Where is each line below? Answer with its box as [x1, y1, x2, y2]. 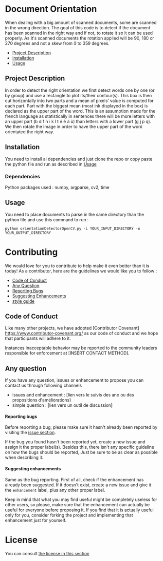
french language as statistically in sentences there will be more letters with [5, 113, 155, 119]
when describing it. [5, 455, 44, 460]
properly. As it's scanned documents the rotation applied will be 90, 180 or [5, 35, 154, 41]
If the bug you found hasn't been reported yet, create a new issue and [5, 439, 145, 445]
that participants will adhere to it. [5, 335, 71, 341]
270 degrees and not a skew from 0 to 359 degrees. [5, 40, 109, 46]
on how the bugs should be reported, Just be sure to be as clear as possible [5, 449, 158, 455]
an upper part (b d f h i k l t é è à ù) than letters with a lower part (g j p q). [5, 118, 152, 124]
